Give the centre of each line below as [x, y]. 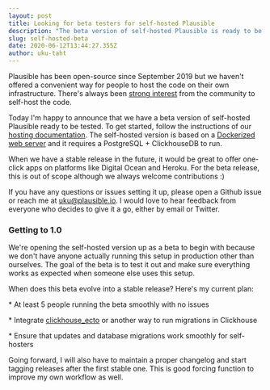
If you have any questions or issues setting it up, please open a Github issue [135, 192]
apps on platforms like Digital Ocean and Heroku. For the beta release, [143, 168]
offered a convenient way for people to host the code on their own [119, 85]
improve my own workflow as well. [66, 377]
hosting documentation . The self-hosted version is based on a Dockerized [132, 135]
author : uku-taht [38, 53]
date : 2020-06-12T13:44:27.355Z [63, 46]
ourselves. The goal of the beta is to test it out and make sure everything [129, 265]
